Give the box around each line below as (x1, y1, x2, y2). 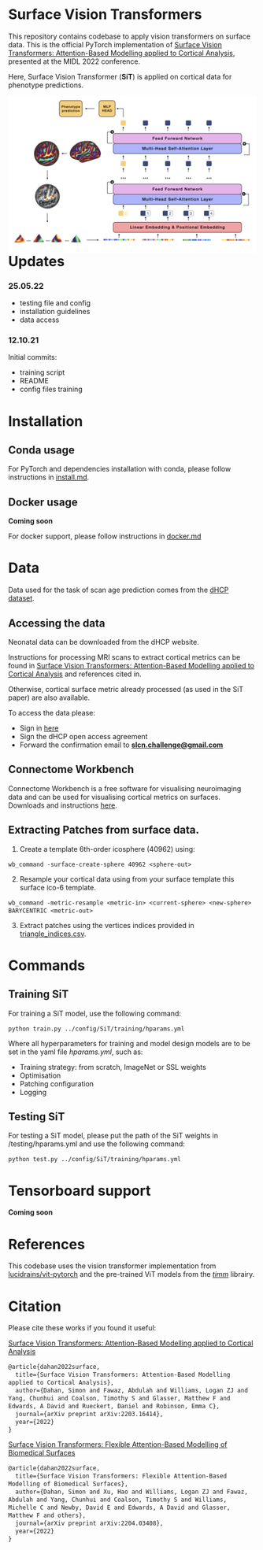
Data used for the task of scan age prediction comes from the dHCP (8, 585, 229, 595)
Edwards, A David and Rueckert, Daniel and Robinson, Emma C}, (8, 1403, 220, 1411)
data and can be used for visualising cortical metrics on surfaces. (8, 792, 220, 801)
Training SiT (8, 988, 69, 1001)
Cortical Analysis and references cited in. (8, 669, 142, 679)
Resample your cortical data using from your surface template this (19, 874, 235, 883)
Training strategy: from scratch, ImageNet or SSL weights (19, 1062, 206, 1071)
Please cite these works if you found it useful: (8, 1323, 157, 1333)
